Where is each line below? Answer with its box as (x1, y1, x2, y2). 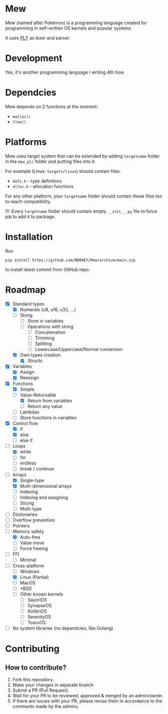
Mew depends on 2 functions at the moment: (5, 103, 98, 109)
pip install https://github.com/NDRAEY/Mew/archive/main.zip (5, 258, 136, 263)
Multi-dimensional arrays (20, 483, 72, 489)
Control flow (12, 420, 39, 426)
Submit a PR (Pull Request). (12, 687, 69, 693)
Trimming (35, 335, 55, 341)
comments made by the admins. (12, 703, 79, 709)
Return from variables (27, 397, 73, 403)
